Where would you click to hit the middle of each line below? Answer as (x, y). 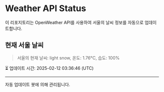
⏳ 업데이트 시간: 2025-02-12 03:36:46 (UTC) (49, 68)
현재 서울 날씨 (24, 45)
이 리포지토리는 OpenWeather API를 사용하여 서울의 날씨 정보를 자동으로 (74, 22)
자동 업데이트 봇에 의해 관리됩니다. (38, 84)
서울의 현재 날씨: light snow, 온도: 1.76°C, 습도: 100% (68, 58)
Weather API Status (46, 8)
